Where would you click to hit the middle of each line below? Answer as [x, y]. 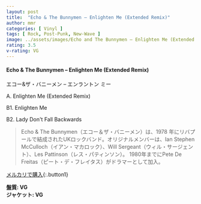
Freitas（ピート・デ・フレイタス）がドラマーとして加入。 [92, 161]
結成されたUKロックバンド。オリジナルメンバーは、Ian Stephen [116, 139]
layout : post [22, 12]
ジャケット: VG [25, 194]
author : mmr [21, 23]
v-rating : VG [22, 51]
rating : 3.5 [21, 46]
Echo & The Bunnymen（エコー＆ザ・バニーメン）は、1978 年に [100, 131]
